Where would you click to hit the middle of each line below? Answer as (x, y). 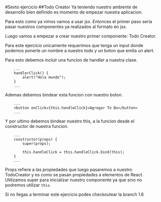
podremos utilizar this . (28, 185)
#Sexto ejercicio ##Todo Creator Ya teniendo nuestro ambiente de (71, 7)
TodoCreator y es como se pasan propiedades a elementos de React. (74, 175)
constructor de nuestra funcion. (37, 126)
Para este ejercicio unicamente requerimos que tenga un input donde (74, 45)
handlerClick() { (31, 73)
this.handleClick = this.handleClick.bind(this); (73, 152)
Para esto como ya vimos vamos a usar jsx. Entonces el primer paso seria (79, 22)
